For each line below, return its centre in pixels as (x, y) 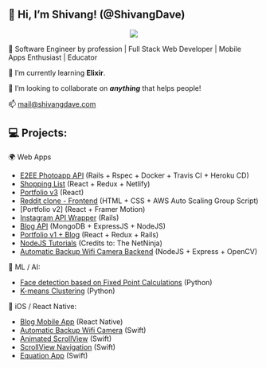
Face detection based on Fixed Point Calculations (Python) (116, 282)
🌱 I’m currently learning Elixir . (57, 72)
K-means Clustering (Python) (67, 291)
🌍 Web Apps (30, 157)
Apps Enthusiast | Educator (53, 57)
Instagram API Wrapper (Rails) (69, 217)
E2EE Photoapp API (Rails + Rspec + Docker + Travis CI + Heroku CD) (134, 175)
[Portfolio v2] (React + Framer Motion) (82, 209)
